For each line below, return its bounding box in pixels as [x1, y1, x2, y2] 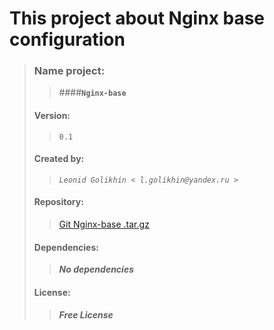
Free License [58, 308, 114, 321]
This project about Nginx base [9, 7, 266, 30]
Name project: [33, 64, 106, 78]
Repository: [33, 196, 84, 208]
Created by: [33, 153, 85, 165]
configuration [9, 28, 126, 51]
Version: [33, 110, 71, 122]
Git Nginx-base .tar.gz [58, 218, 150, 231]
